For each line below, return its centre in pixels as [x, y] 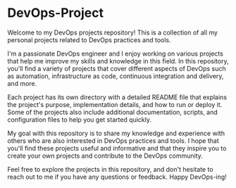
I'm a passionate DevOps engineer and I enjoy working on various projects [115, 54]
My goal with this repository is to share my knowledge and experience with [116, 133]
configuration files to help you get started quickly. [80, 119]
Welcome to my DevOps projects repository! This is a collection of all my [113, 32]
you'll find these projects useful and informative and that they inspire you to [117, 148]
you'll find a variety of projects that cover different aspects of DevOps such [117, 68]
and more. [22, 83]
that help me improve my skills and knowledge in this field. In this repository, [118, 61]
